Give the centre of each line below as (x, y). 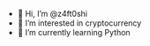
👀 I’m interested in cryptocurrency (79, 23)
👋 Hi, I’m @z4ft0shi (52, 14)
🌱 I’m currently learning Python (74, 32)
